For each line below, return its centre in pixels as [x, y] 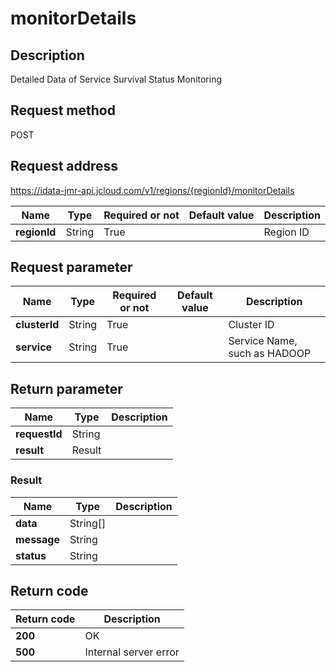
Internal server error [132, 652]
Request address [64, 166]
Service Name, [263, 341]
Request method [63, 110]
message [37, 539]
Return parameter [66, 388]
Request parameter [71, 267]
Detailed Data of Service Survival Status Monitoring [116, 79]
